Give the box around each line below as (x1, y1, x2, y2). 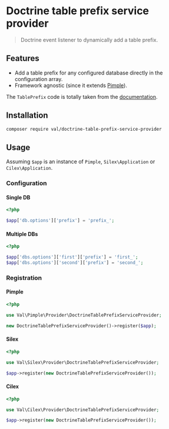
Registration (6, 273, 42, 282)
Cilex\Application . (6, 164, 53, 172)
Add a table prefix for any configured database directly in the (14, 69, 163, 76)
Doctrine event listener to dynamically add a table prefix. (20, 36, 158, 43)
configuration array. (14, 75, 63, 82)
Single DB (6, 193, 31, 201)
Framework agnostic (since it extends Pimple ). (14, 82, 128, 89)
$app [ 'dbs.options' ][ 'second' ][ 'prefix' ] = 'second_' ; (6, 260, 144, 266)
